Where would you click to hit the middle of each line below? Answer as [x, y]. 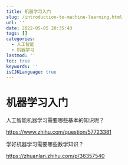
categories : [21, 39]
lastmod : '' [21, 55]
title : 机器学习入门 [29, 11]
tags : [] [17, 34]
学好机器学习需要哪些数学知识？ [45, 144]
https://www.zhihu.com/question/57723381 [59, 132]
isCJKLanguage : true [32, 72]
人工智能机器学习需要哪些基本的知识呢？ [55, 120]
